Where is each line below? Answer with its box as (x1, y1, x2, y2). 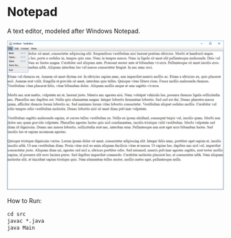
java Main (7, 224, 36, 232)
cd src (7, 211, 26, 218)
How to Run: (7, 197, 43, 205)
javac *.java (7, 217, 45, 225)
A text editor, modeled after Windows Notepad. (7, 27, 141, 35)
